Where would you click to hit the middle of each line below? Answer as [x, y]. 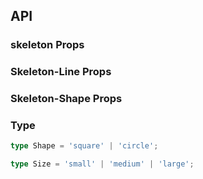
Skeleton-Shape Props [66, 99]
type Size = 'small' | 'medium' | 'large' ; [102, 164]
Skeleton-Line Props [61, 72]
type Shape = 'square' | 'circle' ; [84, 146]
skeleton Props [47, 45]
